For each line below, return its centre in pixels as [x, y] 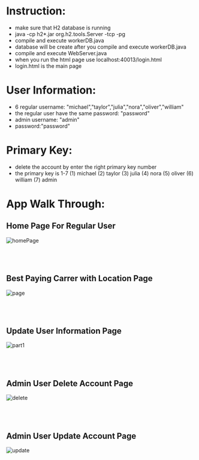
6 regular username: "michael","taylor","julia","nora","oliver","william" [99, 107]
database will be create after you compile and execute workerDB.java [101, 47]
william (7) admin [36, 180]
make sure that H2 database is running [63, 28]
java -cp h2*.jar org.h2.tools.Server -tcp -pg [70, 34]
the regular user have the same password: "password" [82, 113]
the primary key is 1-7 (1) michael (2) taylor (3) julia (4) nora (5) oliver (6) [104, 173]
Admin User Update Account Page [71, 436]
